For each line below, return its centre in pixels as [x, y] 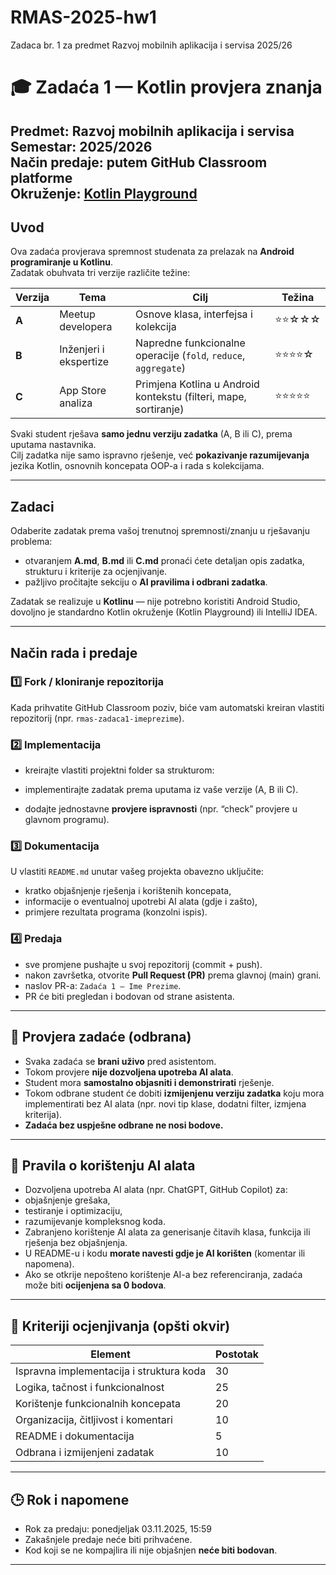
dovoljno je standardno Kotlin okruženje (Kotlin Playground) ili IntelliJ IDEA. [164, 612]
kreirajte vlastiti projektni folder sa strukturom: [119, 770]
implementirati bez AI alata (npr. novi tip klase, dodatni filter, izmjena [165, 1103]
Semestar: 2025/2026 [81, 146]
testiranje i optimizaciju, [73, 1211]
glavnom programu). [67, 820]
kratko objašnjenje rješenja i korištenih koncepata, [128, 891]
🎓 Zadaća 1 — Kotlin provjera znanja [166, 87]
